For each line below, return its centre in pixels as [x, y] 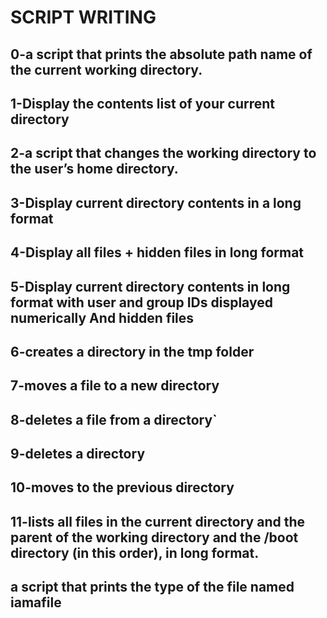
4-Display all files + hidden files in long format [157, 252]
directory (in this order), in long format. [135, 552]
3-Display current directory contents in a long [156, 202]
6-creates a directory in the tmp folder [132, 351]
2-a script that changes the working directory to [163, 153]
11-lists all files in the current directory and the [158, 521]
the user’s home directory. [94, 169]
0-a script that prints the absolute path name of [161, 54]
